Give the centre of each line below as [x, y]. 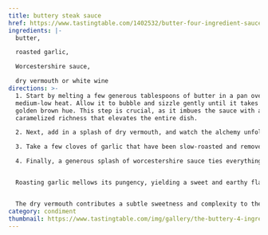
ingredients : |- [35, 30]
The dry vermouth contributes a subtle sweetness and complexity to [132, 204]
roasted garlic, [42, 53]
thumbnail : [26, 219]
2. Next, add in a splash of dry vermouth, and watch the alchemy [128, 132]
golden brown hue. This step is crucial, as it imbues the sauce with [135, 111]
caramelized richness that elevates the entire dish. [106, 118]
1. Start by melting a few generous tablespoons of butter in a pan [132, 96]
